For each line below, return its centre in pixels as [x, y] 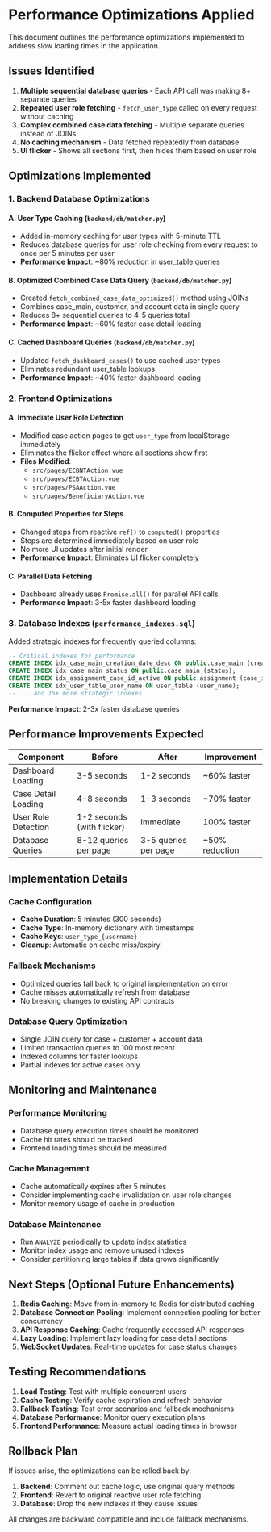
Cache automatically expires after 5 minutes [93, 1186]
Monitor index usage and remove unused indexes [102, 1250]
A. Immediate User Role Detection [66, 418]
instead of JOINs [48, 133]
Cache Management [49, 1169]
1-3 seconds [166, 799]
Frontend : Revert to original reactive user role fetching [110, 1495]
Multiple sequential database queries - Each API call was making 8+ [135, 90]
